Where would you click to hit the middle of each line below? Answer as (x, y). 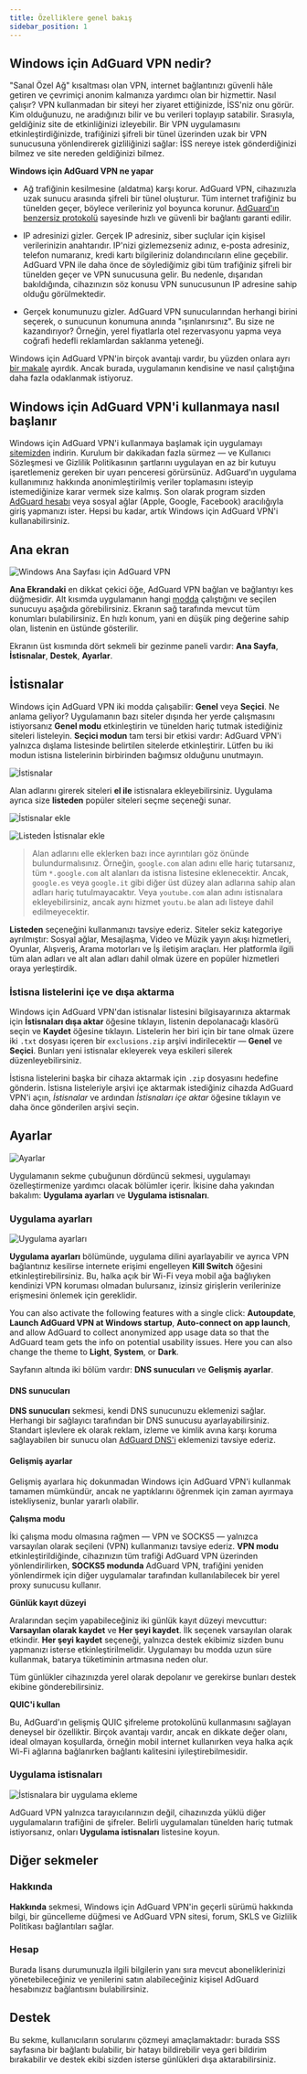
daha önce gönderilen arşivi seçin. (74, 1107)
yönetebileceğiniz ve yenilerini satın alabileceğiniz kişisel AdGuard (134, 1979)
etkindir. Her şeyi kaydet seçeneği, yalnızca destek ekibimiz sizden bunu (147, 1640)
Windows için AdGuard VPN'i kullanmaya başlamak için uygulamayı (136, 444)
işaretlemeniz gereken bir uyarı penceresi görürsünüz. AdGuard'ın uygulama (153, 473)
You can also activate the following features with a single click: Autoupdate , (153, 1313)
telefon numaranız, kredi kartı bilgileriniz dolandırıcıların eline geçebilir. (155, 255)
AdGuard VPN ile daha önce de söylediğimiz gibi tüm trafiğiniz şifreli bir (157, 265)
